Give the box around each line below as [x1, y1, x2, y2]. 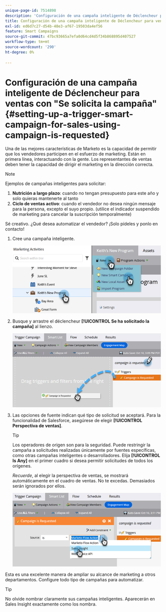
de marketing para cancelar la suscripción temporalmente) [12, 211, 132, 217]
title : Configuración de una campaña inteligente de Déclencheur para [5, 18, 154, 23]
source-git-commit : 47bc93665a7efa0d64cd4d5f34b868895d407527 [5, 34, 136, 39]
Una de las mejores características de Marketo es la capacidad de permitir [5, 146, 157, 152]
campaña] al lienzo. [12, 323, 53, 329]
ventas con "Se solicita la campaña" [5, 98, 157, 109]
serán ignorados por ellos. [12, 483, 66, 489]
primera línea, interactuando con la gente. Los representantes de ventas [5, 156, 152, 162]
